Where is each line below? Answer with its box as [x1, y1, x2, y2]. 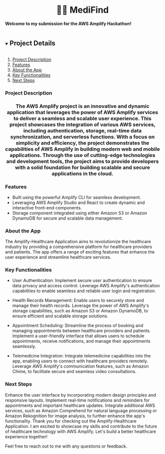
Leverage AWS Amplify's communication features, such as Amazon [12, 363, 149, 369]
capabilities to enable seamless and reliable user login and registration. [12, 288, 156, 294]
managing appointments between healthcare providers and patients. [12, 328, 151, 334]
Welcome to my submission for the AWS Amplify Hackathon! [5, 21, 132, 26]
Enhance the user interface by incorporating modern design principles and [5, 392, 156, 398]
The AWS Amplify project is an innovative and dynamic [15, 102, 150, 109]
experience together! [5, 433, 48, 439]
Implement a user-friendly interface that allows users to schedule [12, 333, 145, 339]
